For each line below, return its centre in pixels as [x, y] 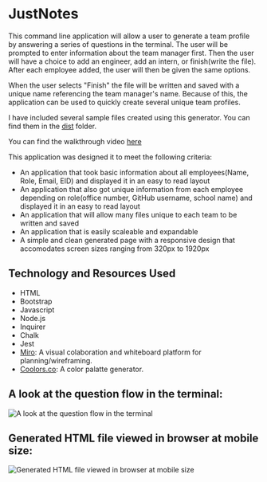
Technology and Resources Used [92, 274]
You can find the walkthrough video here [75, 141]
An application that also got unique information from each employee [132, 189]
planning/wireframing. [56, 360]
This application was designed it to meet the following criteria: [110, 157]
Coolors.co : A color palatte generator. [82, 369]
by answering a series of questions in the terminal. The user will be [118, 44]
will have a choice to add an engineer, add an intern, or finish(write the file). [132, 61]
